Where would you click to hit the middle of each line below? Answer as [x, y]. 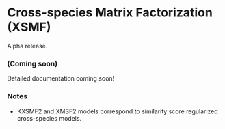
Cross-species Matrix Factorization [110, 13]
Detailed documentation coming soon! [61, 78]
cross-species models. [49, 118]
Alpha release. [27, 46]
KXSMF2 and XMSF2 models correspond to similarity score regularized [118, 111]
